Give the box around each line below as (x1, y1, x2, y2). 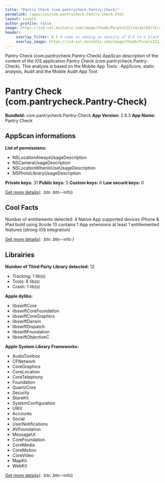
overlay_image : (16, 39, 48, 44)
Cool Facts (5, 203, 38, 211)
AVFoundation (12, 426, 41, 432)
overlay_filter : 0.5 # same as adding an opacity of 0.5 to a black (16, 35, 160, 40)
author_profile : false (5, 21, 52, 26)
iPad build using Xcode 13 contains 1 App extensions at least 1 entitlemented (5, 222, 160, 228)
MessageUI (12, 431, 36, 438)
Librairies (5, 250, 35, 259)
